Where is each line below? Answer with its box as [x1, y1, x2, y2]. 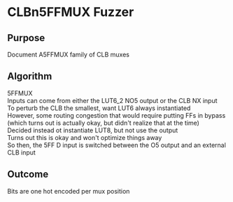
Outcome [7, 169, 49, 180]
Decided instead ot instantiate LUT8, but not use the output [7, 126, 178, 134]
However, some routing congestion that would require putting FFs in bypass [7, 111, 226, 119]
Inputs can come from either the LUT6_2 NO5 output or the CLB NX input [7, 96, 218, 104]
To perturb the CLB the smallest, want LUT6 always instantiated [7, 104, 191, 112]
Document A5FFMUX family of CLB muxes [7, 50, 129, 59]
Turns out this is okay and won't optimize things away [7, 133, 162, 141]
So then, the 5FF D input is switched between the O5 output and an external [7, 141, 226, 149]
